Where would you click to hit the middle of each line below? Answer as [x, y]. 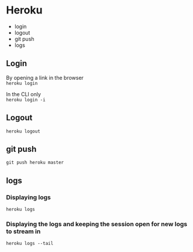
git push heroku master [35, 163]
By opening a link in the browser [45, 77]
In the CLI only [23, 94]
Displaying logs [29, 197]
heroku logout [23, 131]
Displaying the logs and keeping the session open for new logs [97, 224]
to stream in [23, 231]
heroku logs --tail [30, 244]
